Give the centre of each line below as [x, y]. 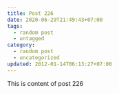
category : [21, 45]
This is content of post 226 [45, 83]
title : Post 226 [30, 13]
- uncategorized [36, 58]
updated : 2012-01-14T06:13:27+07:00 [60, 64]
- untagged [29, 39]
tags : [15, 26]
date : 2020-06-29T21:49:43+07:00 [55, 20]
